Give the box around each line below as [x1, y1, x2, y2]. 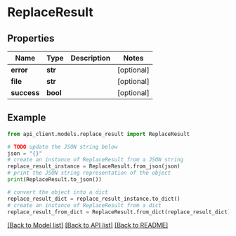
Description [70, 54, 111, 63]
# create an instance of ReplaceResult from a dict [7, 201, 162, 209]
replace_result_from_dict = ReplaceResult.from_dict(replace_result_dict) [7, 209, 231, 216]
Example [7, 112, 46, 124]
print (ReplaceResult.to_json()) [7, 176, 102, 183]
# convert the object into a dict [7, 188, 109, 196]
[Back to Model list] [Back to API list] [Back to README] [7, 221, 169, 230]
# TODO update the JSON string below [7, 143, 118, 150]
